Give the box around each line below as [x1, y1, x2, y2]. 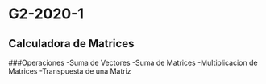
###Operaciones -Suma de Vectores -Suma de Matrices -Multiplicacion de [8, 58, 258, 67]
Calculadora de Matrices [8, 37, 135, 50]
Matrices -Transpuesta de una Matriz [8, 66, 131, 76]
